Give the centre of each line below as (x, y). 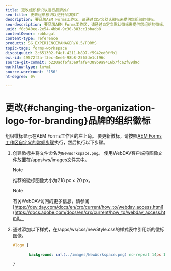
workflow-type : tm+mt (28, 67)
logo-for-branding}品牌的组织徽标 (78, 121)
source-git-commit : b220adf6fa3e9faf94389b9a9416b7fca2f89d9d (73, 62)
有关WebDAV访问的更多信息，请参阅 (51, 201)
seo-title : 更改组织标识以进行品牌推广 (42, 15)
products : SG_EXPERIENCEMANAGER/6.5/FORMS (51, 43)
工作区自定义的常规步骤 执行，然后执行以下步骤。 (56, 142)
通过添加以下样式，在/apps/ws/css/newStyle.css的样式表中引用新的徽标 (88, 229)
